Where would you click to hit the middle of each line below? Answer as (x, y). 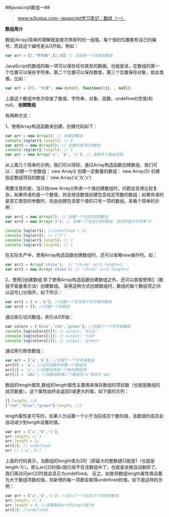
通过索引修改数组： (25, 351)
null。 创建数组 (21, 105)
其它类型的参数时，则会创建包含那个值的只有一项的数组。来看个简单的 (82, 201)
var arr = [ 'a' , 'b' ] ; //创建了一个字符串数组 (50, 361)
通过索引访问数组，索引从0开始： (40, 317)
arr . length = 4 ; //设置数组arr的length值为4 (50, 505)
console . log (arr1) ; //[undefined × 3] (46, 231)
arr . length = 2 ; (22, 441)
